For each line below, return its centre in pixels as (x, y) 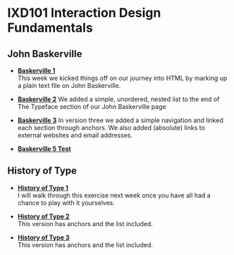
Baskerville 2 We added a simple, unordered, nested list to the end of (118, 99)
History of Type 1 (43, 188)
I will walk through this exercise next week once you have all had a (114, 195)
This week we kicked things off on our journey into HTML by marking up (122, 78)
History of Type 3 (44, 237)
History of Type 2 (43, 216)
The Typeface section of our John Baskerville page (92, 106)
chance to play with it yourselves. (66, 202)
